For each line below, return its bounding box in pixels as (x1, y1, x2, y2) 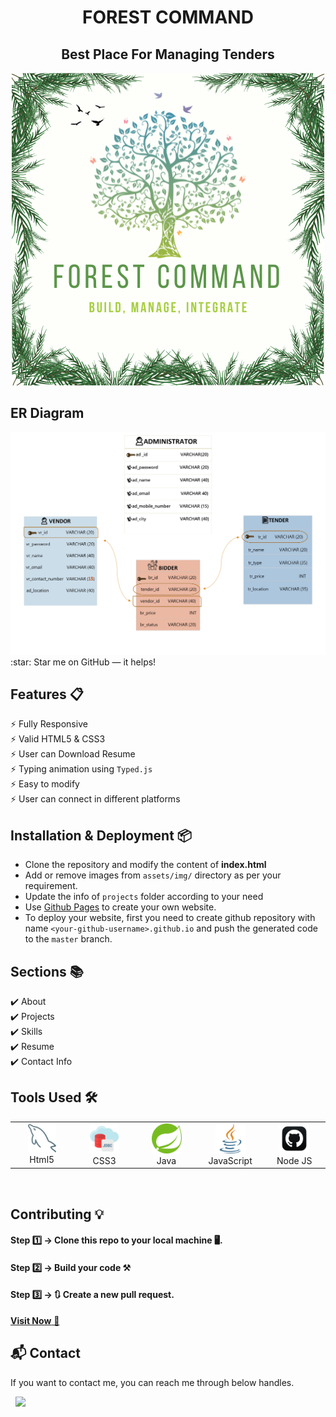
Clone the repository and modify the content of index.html (24, 859, 267, 871)
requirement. (24, 880, 78, 892)
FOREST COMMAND (82, 6, 254, 29)
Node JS (276, 1154, 313, 1166)
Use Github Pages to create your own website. (24, 901, 217, 913)
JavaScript (208, 1154, 253, 1166)
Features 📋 (10, 686, 84, 703)
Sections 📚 (10, 963, 84, 980)
